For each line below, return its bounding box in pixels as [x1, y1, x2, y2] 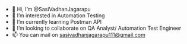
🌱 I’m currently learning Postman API [11, 18, 102, 25]
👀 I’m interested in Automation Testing [11, 12, 105, 19]
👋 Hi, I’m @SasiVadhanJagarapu [11, 6, 91, 12]
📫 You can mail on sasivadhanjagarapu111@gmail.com [11, 32, 145, 38]
